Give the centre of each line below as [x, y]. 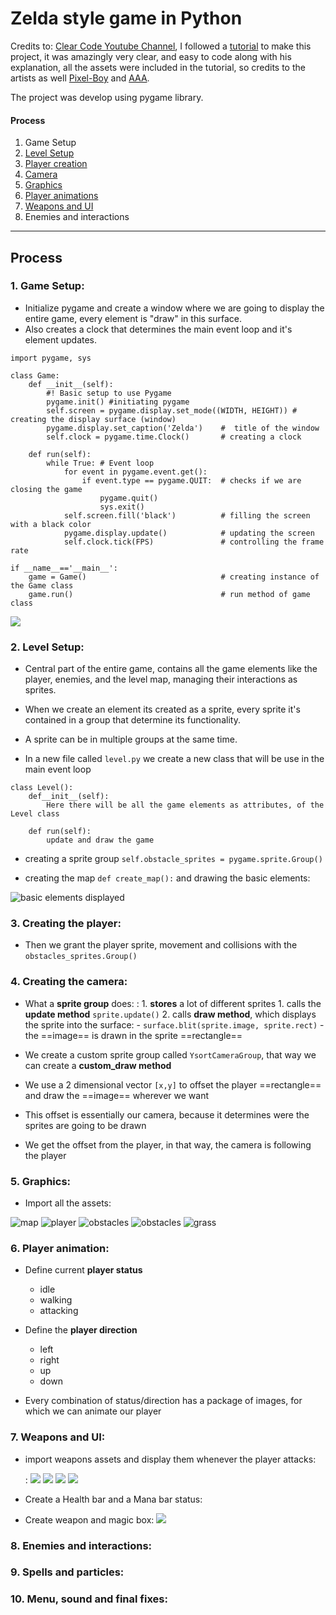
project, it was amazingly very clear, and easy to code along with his [151, 56]
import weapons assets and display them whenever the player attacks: [170, 1459]
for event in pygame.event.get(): [135, 472]
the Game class [42, 585]
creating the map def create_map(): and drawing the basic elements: [167, 878]
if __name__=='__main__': [64, 568]
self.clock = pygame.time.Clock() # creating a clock [174, 437]
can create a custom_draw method [98, 1065]
